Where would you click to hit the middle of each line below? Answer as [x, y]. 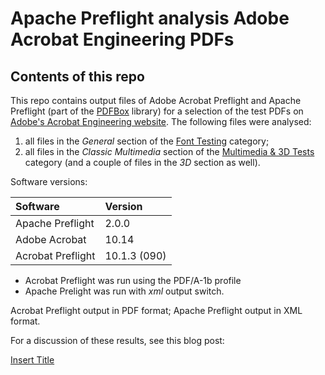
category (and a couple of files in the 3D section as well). [142, 162]
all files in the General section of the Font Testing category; [147, 141]
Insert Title [32, 360]
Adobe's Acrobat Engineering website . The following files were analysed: [161, 121]
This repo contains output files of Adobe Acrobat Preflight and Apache [156, 100]
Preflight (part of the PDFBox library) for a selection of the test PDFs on [157, 111]
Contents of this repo [77, 76]
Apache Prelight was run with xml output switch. [124, 291]
